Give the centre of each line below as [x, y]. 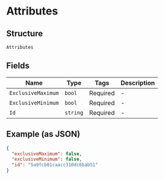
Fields [18, 66]
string [74, 112]
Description [137, 83]
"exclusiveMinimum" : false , [47, 159]
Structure [25, 34]
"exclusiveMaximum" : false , [47, 154]
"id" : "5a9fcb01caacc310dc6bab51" [55, 165]
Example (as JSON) [43, 134]
